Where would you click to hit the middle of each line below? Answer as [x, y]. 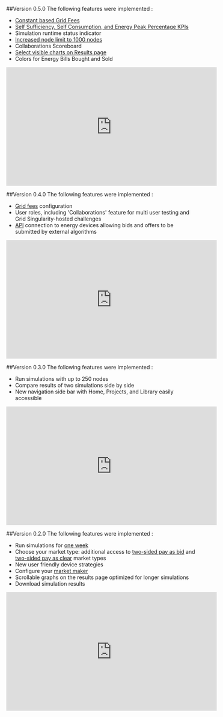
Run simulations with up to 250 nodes [62, 379]
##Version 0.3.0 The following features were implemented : [80, 367]
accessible [28, 398]
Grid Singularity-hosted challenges [58, 219]
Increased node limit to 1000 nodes [59, 39]
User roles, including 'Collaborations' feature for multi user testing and [102, 212]
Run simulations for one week [52, 545]
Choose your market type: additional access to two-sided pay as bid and [105, 552]
